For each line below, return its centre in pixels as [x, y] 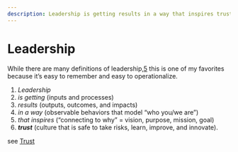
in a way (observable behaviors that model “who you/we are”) [108, 112]
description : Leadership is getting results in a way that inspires [110, 14]
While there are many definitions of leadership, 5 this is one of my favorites [116, 69]
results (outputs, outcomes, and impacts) [78, 105]
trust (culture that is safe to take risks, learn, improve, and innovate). [118, 127]
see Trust [21, 141]
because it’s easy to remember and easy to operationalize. [93, 76]
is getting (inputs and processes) [66, 97]
